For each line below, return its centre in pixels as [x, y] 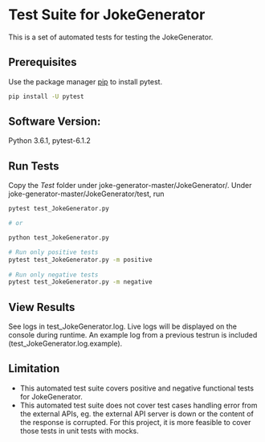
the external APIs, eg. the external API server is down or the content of [137, 413]
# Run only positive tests [53, 252]
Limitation [34, 368]
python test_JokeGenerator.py [59, 238]
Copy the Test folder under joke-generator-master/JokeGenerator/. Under [130, 186]
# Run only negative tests [53, 275]
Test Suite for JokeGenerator [107, 15]
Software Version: [55, 122]
